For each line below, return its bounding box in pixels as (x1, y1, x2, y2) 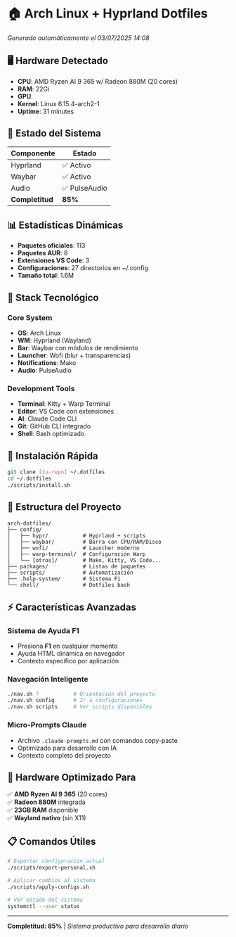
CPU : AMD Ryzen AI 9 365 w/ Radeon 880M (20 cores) (17, 77, 178, 85)
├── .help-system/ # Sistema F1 (7, 575, 121, 582)
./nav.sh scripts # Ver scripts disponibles (7, 703, 152, 710)
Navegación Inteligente (7, 675, 88, 684)
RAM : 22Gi (17, 84, 50, 93)
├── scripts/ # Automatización (7, 569, 133, 576)
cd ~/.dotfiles (7, 476, 52, 483)
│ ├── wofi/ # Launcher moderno (7, 544, 140, 552)
